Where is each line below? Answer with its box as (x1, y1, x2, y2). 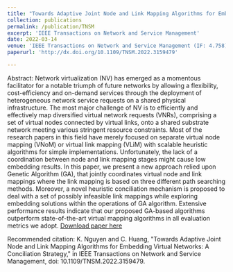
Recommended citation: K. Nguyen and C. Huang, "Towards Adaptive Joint (7, 235, 221, 243)
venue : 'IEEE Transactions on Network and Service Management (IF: (7, 42, 207, 49)
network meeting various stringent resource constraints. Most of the (7, 126, 202, 134)
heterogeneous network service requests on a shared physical (7, 96, 186, 104)
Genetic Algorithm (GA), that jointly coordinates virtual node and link (7, 169, 202, 178)
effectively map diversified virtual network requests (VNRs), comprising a (7, 110, 217, 119)
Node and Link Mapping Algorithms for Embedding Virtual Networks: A (7, 242, 209, 250)
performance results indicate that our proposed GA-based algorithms (7, 206, 205, 215)
